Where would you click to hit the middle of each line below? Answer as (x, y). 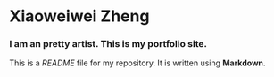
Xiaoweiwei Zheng (79, 16)
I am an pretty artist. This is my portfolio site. (108, 44)
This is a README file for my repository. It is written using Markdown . (137, 63)
